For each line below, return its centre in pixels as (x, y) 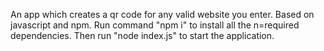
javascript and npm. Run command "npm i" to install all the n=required (155, 25)
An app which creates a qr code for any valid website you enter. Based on (162, 14)
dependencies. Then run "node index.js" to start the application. (142, 35)
